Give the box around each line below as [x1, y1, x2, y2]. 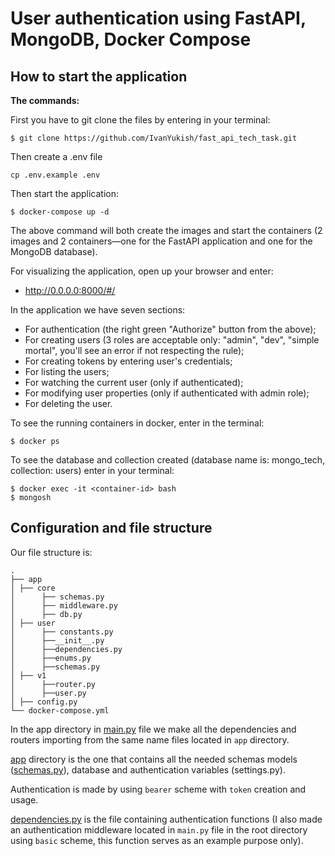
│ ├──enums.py [10, 653, 92, 663]
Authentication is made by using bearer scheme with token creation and [10, 783, 307, 795]
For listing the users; [24, 366, 110, 377]
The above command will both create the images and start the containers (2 [10, 225, 323, 236]
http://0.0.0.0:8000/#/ [24, 285, 116, 296]
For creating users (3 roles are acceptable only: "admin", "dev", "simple [24, 334, 320, 346]
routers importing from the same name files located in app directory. [10, 733, 290, 746]
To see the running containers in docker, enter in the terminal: [10, 417, 265, 429]
